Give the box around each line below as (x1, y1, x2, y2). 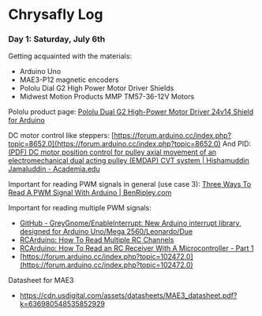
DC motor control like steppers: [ (8, 131, 114, 140)
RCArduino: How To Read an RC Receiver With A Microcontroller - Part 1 (19, 244, 254, 253)
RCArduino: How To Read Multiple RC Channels (19, 235, 174, 245)
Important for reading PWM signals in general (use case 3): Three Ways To (8, 180, 251, 189)
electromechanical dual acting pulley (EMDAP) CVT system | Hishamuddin (8, 156, 250, 165)
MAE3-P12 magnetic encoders (19, 75, 119, 84)
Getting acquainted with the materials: (8, 51, 133, 61)
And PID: (222, 139, 251, 149)
